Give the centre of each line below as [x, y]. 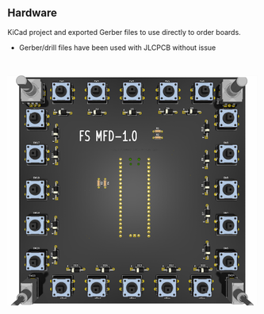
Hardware [32, 13]
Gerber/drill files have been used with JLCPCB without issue [117, 48]
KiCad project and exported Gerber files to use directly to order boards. [124, 32]
